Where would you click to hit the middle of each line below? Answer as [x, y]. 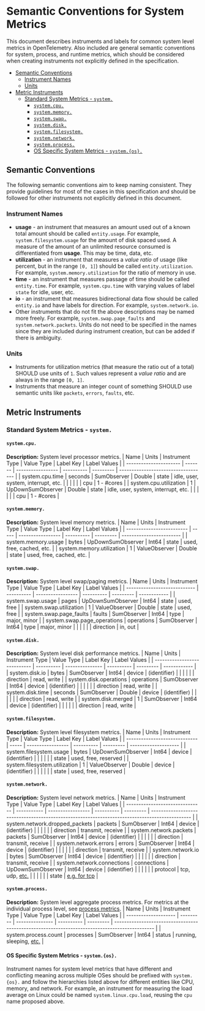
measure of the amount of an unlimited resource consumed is [93, 247]
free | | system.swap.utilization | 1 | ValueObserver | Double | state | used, [99, 607]
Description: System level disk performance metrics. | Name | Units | [94, 653]
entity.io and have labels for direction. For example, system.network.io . [107, 305]
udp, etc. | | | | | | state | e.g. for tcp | [52, 876]
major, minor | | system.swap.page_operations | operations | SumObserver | [102, 621]
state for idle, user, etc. [45, 292]
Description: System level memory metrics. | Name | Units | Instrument [96, 523]
